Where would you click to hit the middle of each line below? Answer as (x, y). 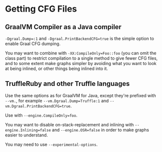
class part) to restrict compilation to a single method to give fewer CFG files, (81, 58)
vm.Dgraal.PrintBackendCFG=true (38, 106)
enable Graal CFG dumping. (33, 44)
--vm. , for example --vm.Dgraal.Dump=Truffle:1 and (57, 101)
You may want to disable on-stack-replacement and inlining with (70, 124)
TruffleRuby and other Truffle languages (67, 84)
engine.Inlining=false (28, 130)
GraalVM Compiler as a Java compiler (63, 27)
